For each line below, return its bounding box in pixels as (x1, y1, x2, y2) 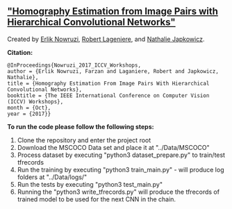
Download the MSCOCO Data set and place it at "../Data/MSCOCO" (17, 143, 210, 151)
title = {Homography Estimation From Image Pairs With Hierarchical (7, 80, 210, 87)
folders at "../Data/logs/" (17, 173, 88, 181)
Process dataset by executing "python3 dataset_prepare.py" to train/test (17, 151, 226, 159)
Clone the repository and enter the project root (17, 135, 151, 144)
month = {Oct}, (7, 104, 51, 111)
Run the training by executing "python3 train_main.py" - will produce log (17, 165, 224, 174)
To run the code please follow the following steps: (7, 122, 154, 131)
